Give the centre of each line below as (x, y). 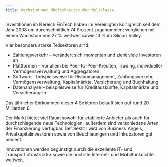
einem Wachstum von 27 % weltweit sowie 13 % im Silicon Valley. (74, 35)
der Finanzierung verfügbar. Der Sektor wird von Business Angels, (74, 128)
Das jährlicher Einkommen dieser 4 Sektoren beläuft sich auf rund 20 (77, 103)
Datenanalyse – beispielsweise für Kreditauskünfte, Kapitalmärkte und (86, 87)
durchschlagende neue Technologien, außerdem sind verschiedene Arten (82, 123)
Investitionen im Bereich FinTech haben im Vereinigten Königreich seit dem (83, 24)
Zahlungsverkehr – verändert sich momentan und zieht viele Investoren (87, 55)
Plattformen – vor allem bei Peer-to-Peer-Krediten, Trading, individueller (88, 65)
